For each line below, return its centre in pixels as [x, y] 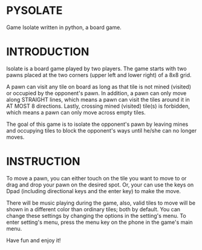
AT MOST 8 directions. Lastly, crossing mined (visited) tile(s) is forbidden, [98, 106]
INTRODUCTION [48, 52]
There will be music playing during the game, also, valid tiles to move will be [101, 203]
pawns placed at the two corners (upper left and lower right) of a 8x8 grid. [99, 75]
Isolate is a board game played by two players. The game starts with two [96, 68]
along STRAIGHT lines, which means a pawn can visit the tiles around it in [98, 99]
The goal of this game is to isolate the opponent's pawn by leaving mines [97, 124]
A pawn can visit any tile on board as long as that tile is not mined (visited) [99, 87]
